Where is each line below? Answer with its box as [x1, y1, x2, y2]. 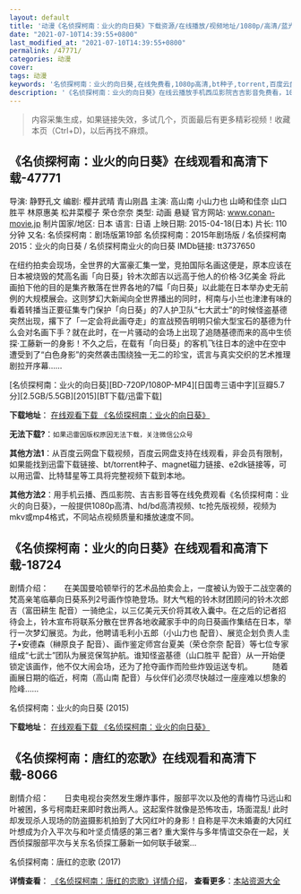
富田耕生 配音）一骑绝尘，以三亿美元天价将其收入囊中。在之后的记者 [24, 606, 279, 616]
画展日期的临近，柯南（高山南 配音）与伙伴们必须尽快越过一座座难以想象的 [9, 673, 287, 683]
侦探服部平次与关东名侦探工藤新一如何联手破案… [16, 837, 197, 847]
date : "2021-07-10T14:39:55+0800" [9, 30, 139, 39]
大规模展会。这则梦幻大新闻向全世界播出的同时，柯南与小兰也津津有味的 [24, 293, 292, 305]
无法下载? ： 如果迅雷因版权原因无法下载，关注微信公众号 [9, 429, 193, 440]
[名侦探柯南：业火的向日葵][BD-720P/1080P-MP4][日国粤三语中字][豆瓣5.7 [9, 380, 285, 391]
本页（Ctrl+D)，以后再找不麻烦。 [30, 125, 153, 135]
